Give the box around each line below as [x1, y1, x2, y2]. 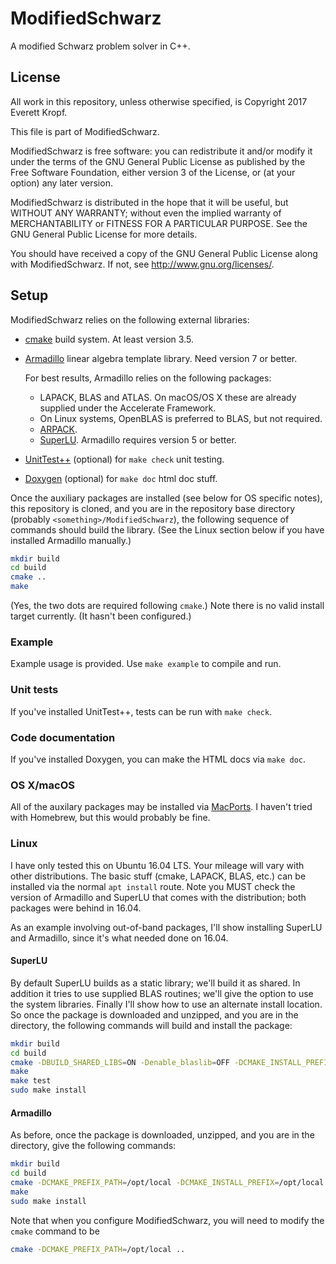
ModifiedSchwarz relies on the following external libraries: [10, 313, 250, 326]
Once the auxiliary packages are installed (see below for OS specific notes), [10, 492, 323, 504]
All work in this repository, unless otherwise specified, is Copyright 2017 [10, 95, 308, 107]
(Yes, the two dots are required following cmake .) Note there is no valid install [10, 600, 325, 612]
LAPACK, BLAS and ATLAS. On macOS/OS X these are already [39, 391, 297, 403]
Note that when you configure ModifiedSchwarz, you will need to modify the [10, 1214, 325, 1226]
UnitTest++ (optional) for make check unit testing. [24, 453, 225, 465]
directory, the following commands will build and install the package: [10, 1019, 293, 1031]
